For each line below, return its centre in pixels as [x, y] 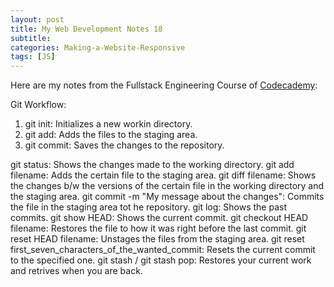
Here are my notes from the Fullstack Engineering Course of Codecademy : [164, 85]
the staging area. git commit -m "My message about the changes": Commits [167, 197]
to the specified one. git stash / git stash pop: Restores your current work [161, 260]
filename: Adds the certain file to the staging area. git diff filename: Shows [163, 175]
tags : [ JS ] [33, 57]
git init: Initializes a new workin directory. [108, 124]
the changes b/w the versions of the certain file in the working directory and [167, 186]
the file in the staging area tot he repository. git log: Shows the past [148, 207]
